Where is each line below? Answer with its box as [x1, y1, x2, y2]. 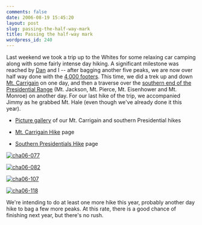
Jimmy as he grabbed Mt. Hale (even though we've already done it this [6, 99, 182, 106]
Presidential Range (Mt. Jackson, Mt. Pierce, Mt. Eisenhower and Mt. [6, 86, 177, 93]
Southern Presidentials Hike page [14, 140, 98, 147]
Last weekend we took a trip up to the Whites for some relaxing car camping [6, 54, 196, 60]
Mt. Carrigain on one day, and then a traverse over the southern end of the [6, 79, 192, 86]
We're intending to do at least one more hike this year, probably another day [6, 199, 195, 206]
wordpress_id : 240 [6, 37, 52, 43]
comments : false [6, 8, 47, 15]
